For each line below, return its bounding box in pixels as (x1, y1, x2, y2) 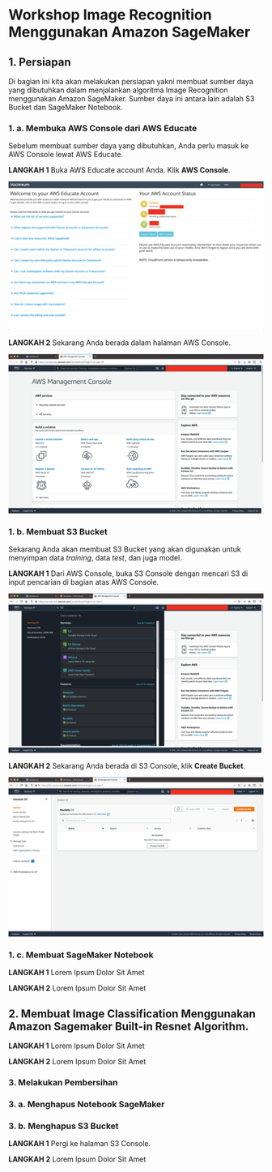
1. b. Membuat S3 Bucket (8, 526, 108, 537)
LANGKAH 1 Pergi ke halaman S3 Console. (8, 1139, 151, 1149)
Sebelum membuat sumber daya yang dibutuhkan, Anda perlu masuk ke (8, 141, 249, 151)
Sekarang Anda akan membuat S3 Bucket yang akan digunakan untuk (8, 544, 241, 554)
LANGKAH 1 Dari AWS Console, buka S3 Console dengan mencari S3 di (8, 569, 249, 578)
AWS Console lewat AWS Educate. (8, 150, 124, 160)
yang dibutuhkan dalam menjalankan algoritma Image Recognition (8, 85, 228, 95)
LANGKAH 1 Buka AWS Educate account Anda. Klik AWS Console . (8, 165, 231, 175)
